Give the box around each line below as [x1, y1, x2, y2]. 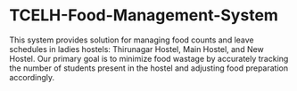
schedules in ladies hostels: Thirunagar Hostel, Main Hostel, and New [9, 43, 265, 54]
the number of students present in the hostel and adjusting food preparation [9, 63, 289, 73]
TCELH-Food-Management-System [9, 5, 279, 26]
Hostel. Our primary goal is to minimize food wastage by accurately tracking [9, 53, 289, 64]
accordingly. [9, 72, 55, 82]
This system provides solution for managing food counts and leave [9, 34, 254, 45]
